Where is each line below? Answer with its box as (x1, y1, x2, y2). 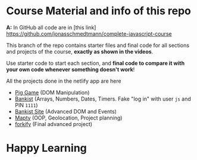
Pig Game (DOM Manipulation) (14, 89, 90, 96)
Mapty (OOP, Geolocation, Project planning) (14, 114, 123, 121)
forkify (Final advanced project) (14, 120, 93, 127)
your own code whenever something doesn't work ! (6, 65, 135, 73)
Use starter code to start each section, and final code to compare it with (6, 59, 185, 67)
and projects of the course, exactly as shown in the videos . (6, 48, 154, 55)
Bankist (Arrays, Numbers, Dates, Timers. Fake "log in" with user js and (14, 95, 192, 102)
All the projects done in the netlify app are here (6, 77, 121, 84)
